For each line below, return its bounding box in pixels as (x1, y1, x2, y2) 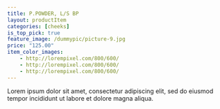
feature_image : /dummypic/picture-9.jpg (7, 36, 126, 43)
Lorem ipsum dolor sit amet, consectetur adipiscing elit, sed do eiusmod (7, 87, 214, 95)
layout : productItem (7, 17, 67, 23)
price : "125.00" (7, 42, 54, 49)
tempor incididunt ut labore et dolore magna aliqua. (7, 94, 154, 102)
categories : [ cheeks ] (7, 23, 70, 30)
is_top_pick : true (7, 29, 60, 37)
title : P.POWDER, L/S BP (7, 10, 79, 17)
